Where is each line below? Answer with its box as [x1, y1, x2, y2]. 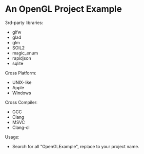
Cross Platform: [5, 70, 37, 76]
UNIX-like [12, 79, 32, 85]
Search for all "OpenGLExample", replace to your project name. [12, 143, 140, 149]
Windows [12, 90, 31, 96]
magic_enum [12, 50, 38, 56]
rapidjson [12, 55, 31, 61]
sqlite [12, 60, 23, 66]
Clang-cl [12, 124, 30, 130]
